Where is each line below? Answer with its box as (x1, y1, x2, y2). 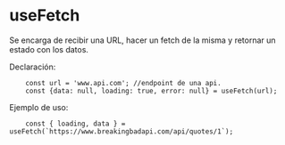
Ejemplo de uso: (9, 101, 69, 112)
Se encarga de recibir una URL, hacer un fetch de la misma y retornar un (9, 35, 276, 45)
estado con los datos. (9, 44, 89, 54)
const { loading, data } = (25, 119, 126, 128)
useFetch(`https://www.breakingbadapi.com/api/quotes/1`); (9, 126, 234, 136)
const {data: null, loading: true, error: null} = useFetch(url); (25, 86, 278, 95)
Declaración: (9, 61, 56, 72)
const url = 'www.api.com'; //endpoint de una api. (25, 78, 222, 87)
